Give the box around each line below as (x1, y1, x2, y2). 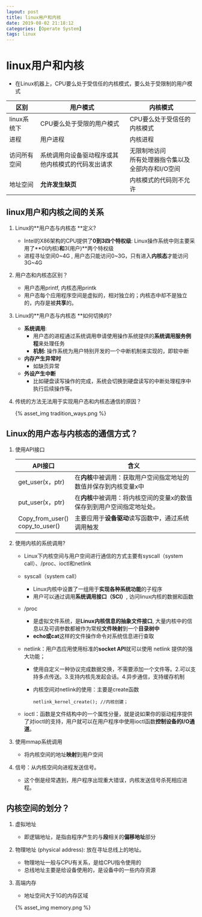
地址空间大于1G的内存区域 (23, 892, 88, 899)
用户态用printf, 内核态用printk (23, 284, 97, 291)
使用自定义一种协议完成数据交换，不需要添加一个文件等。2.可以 (32, 665, 191, 673)
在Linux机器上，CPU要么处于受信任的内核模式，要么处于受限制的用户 (14, 80, 188, 87)
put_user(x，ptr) (17, 498, 65, 506)
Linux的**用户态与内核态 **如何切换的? (14, 312, 112, 319)
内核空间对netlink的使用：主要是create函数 (32, 685, 139, 693)
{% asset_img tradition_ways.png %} (14, 410, 107, 417)
